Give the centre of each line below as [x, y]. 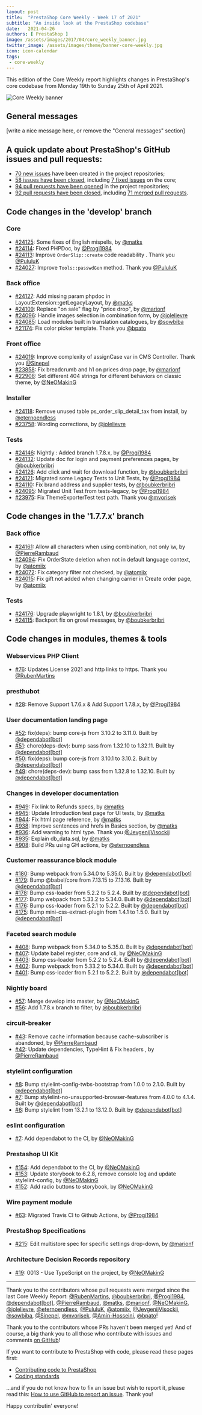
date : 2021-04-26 [31, 29]
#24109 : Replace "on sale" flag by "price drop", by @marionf [90, 309]
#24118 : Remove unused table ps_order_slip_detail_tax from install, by [101, 411]
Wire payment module [39, 1202]
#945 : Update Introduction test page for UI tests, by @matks [90, 813]
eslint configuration [35, 1125]
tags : [13, 57]
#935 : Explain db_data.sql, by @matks [62, 838]
